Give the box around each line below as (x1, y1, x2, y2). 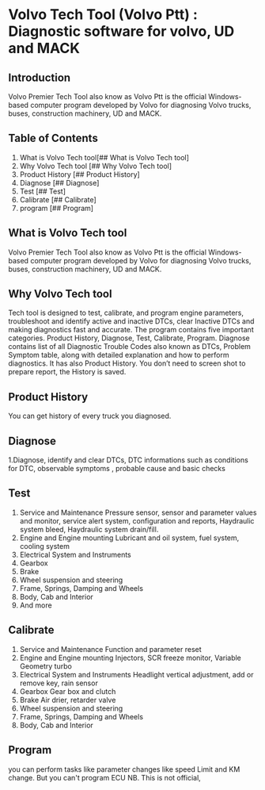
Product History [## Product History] (19, 169, 140, 179)
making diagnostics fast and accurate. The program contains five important (8, 325, 255, 335)
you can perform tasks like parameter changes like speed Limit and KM (8, 764, 240, 774)
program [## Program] (19, 203, 93, 213)
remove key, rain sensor (19, 678, 99, 688)
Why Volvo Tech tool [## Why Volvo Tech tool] (19, 161, 172, 171)
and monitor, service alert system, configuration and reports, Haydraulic (19, 516, 255, 525)
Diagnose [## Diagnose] (19, 178, 100, 187)
